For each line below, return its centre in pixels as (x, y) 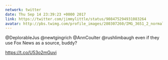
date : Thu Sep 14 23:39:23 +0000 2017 (45, 14)
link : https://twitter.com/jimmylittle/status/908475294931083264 (76, 19)
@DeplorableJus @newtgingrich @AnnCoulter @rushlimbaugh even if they (82, 38)
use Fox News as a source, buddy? (41, 43)
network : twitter (23, 10)
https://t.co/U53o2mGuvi (31, 53)
